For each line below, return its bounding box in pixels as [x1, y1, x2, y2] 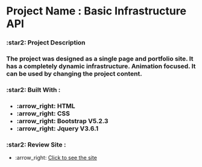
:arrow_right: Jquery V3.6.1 [16, 124, 98, 133]
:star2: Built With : [6, 85, 61, 94]
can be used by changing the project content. [6, 70, 143, 78]
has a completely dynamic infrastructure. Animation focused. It [6, 62, 196, 70]
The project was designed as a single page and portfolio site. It [6, 55, 194, 63]
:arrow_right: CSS [16, 109, 71, 118]
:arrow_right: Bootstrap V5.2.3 [16, 117, 109, 125]
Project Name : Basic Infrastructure [6, 4, 187, 18]
